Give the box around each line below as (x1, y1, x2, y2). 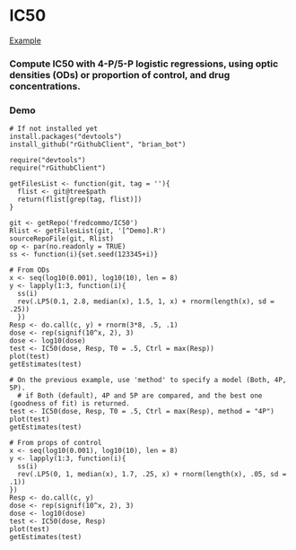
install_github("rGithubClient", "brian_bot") (9, 140, 187, 149)
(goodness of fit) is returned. (9, 399, 130, 408)
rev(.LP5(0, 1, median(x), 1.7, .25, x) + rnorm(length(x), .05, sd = (17, 470, 287, 479)
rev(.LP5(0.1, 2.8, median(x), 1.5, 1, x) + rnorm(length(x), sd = (17, 297, 275, 306)
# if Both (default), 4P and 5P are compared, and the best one (17, 391, 263, 400)
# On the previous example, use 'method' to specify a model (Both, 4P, (9, 376, 287, 385)
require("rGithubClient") (9, 163, 106, 173)
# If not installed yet (9, 125, 99, 134)
